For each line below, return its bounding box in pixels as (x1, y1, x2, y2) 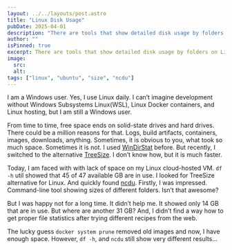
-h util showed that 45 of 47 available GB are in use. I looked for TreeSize (7, 171, 215, 180)
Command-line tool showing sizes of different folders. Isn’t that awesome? (7, 186, 219, 194)
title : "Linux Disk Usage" (7, 17, 85, 23)
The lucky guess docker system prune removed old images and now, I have (7, 227, 220, 235)
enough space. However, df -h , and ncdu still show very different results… (7, 235, 218, 243)
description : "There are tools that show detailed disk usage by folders (7, 29, 224, 37)
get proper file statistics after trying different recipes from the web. (7, 214, 198, 222)
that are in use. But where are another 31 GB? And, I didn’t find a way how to (7, 206, 224, 215)
